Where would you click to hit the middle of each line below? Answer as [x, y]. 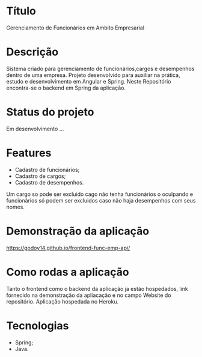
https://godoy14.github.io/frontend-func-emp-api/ [68, 248]
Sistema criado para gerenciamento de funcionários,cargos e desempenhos [100, 69]
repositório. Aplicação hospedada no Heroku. [63, 301]
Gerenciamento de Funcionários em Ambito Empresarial [75, 28]
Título [21, 11]
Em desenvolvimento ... [35, 129]
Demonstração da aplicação [78, 231]
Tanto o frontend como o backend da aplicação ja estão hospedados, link [97, 288]
